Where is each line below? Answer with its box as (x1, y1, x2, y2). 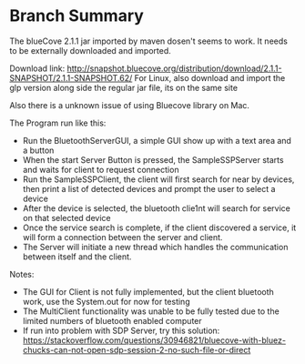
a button (22, 145, 55, 156)
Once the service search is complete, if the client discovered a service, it (22, 222, 297, 233)
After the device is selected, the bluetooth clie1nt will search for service (22, 202, 291, 214)
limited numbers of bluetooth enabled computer (22, 315, 202, 326)
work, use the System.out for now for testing (22, 296, 190, 307)
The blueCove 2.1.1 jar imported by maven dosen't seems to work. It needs (9, 35, 289, 46)
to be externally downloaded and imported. (9, 45, 171, 56)
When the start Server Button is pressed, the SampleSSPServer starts (22, 154, 284, 165)
